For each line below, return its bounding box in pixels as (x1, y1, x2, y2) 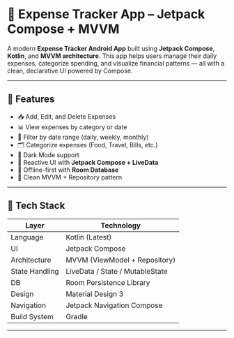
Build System (10, 311, 54, 321)
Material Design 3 (65, 289, 124, 299)
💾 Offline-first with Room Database (17, 166, 119, 174)
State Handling (10, 266, 59, 276)
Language (10, 232, 44, 242)
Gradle (65, 311, 88, 321)
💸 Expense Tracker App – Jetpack (7, 6, 205, 22)
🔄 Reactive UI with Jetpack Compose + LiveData (17, 158, 159, 166)
